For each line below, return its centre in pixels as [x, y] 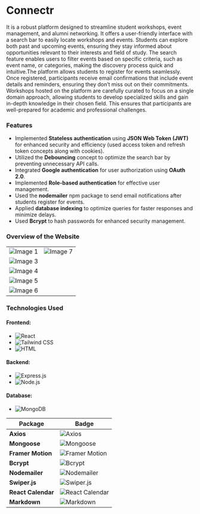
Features [19, 125]
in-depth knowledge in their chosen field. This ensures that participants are [99, 103]
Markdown [25, 502]
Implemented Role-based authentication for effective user [87, 183]
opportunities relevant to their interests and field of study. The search [92, 52]
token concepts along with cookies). [59, 151]
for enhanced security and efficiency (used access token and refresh [100, 145]
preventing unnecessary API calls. [57, 164]
